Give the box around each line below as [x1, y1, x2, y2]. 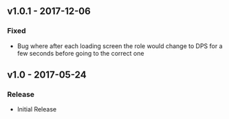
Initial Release [17, 105, 57, 113]
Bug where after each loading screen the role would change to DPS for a [17, 41, 223, 50]
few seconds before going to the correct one [17, 49, 144, 57]
